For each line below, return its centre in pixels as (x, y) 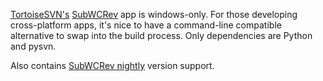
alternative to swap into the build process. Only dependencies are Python (161, 35)
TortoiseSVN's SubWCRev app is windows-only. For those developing (154, 14)
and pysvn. (33, 46)
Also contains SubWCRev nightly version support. (112, 65)
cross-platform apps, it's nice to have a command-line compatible (146, 25)
